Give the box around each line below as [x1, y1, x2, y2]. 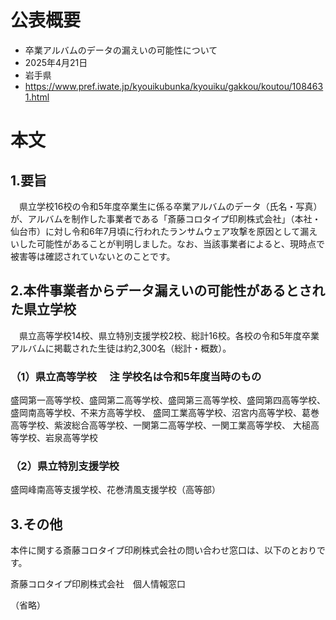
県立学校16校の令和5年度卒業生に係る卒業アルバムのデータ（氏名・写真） [18, 200, 323, 212]
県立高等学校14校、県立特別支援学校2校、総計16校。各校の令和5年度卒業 [18, 329, 320, 341]
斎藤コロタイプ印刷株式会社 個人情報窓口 [10, 578, 186, 590]
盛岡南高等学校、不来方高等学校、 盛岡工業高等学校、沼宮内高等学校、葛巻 [10, 407, 320, 419]
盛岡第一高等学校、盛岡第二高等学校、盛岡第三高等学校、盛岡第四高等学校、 [10, 394, 326, 406]
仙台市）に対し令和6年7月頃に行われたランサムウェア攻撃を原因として [10, 225, 301, 237]
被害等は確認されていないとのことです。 [10, 250, 176, 262]
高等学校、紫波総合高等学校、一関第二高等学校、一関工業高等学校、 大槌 [10, 419, 311, 431]
